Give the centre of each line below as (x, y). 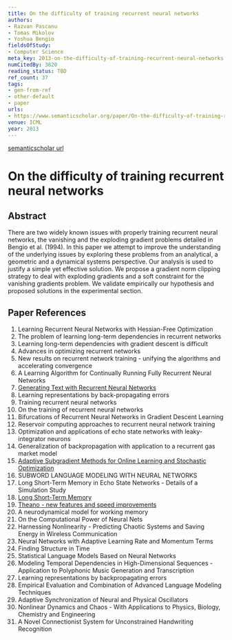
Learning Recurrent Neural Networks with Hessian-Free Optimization (115, 329)
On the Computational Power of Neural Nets (80, 520)
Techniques (34, 593)
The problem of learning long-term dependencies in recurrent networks (119, 337)
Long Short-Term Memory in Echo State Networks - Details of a (108, 483)
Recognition (35, 629)
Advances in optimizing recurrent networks (79, 351)
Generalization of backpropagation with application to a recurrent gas (116, 446)
